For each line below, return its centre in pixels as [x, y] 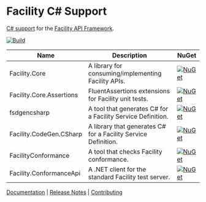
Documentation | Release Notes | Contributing [64, 192]
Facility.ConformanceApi [45, 173]
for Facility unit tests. [118, 98]
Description [130, 55]
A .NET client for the [117, 169]
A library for [105, 66]
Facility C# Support [57, 11]
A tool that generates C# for [128, 109]
